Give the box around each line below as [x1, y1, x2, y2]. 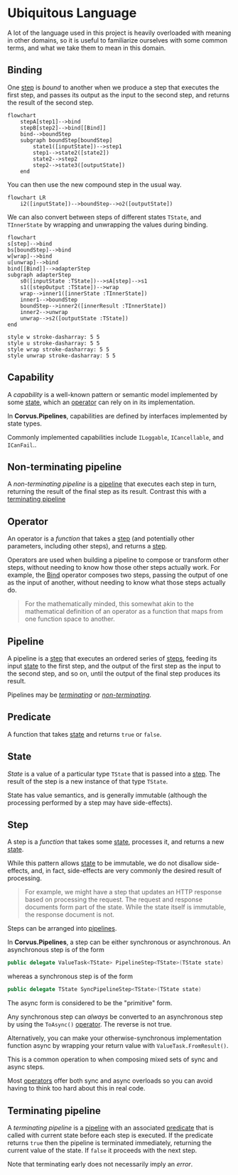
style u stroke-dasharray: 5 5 [7, 340, 100, 347]
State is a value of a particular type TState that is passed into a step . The [7, 769, 221, 778]
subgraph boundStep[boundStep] [20, 136, 113, 144]
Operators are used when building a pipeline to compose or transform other [7, 556, 229, 564]
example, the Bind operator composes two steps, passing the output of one [7, 570, 229, 580]
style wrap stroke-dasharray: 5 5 [7, 346, 110, 353]
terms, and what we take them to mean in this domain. [7, 43, 166, 52]
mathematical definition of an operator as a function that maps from [24, 607, 224, 616]
